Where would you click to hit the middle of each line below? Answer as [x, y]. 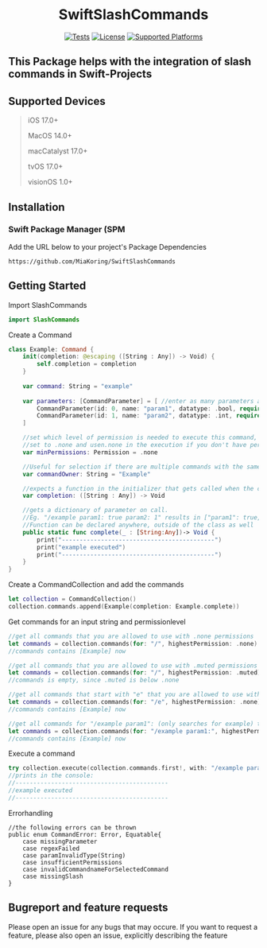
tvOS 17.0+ [45, 167]
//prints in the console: [51, 776]
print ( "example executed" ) [81, 547]
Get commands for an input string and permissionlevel [97, 621]
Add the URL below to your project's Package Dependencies [107, 247]
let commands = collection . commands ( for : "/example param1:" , [113, 731]
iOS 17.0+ [43, 120]
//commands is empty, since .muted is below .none [94, 680]
